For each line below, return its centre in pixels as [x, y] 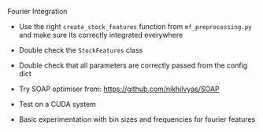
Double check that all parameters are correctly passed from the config [133, 65]
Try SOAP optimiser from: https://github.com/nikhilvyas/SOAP [119, 89]
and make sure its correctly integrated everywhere [101, 35]
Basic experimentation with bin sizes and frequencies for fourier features [137, 119]
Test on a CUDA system [57, 104]
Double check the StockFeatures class [81, 50]
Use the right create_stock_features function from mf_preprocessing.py [135, 26]
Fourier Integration [37, 11]
